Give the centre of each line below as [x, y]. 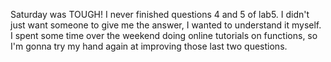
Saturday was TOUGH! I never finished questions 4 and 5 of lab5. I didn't [160, 14]
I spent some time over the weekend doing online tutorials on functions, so [164, 35]
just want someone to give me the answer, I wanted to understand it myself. [166, 25]
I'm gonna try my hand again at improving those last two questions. [149, 46]
